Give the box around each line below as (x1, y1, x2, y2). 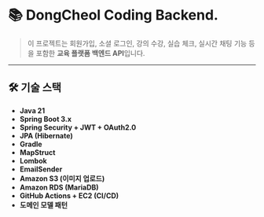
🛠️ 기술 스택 (8, 81, 61, 94)
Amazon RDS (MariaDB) (19, 182, 100, 192)
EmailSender (19, 164, 63, 174)
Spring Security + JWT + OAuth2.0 (19, 123, 137, 132)
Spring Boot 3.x (19, 114, 72, 123)
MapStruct (19, 147, 56, 157)
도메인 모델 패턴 (19, 200, 68, 209)
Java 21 (19, 105, 46, 115)
